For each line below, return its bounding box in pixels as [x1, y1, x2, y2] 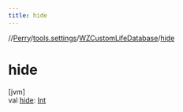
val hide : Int [8, 95, 47, 105]
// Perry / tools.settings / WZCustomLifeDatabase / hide [8, 33, 175, 43]
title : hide [8, 11, 47, 20]
